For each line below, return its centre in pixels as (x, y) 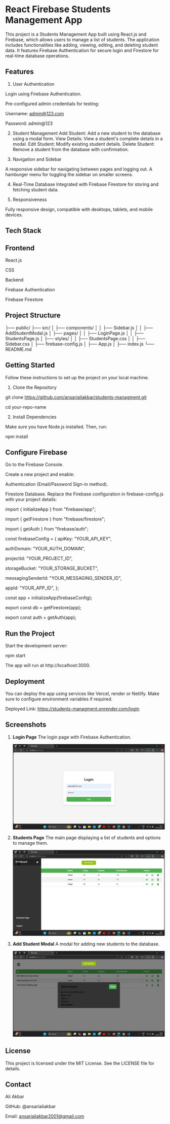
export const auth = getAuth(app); (41, 617)
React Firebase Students (58, 9)
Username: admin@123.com (35, 113)
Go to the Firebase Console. (34, 465)
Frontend (20, 248)
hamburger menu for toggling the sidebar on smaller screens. (69, 174)
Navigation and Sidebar (37, 159)
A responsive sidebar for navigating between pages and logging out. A (79, 169)
